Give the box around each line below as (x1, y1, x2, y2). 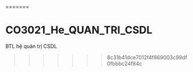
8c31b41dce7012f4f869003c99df (107, 53, 188, 61)
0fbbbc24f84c (107, 60, 142, 67)
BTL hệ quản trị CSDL (5, 42, 58, 49)
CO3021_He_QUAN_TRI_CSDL (5, 24, 153, 37)
